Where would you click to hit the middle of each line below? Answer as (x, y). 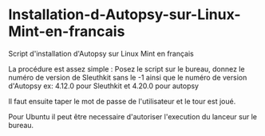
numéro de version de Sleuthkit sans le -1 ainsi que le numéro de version (128, 77)
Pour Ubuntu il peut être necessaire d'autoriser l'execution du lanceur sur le (133, 116)
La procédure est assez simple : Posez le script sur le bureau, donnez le (127, 68)
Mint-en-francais (67, 31)
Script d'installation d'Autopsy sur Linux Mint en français (101, 53)
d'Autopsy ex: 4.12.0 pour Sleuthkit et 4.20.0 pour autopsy (104, 86)
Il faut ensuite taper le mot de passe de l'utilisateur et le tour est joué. (122, 101)
